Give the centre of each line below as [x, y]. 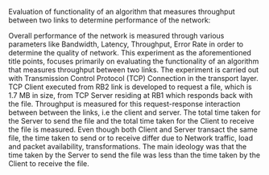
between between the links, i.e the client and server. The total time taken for [134, 112]
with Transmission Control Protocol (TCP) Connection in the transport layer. [134, 78]
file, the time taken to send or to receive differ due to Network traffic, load [131, 138]
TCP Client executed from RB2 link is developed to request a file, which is [130, 87]
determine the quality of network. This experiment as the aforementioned [130, 53]
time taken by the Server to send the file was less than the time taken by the [134, 155]
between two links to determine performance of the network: [110, 20]
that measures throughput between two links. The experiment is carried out [134, 70]
